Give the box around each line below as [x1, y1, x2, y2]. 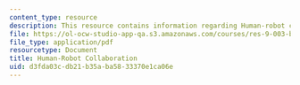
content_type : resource [9, 12, 98, 22]
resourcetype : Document [9, 46, 98, 55]
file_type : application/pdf [9, 37, 114, 47]
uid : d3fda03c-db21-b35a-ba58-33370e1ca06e [9, 63, 174, 72]
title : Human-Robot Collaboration [9, 54, 138, 63]
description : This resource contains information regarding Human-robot [9, 21, 286, 30]
